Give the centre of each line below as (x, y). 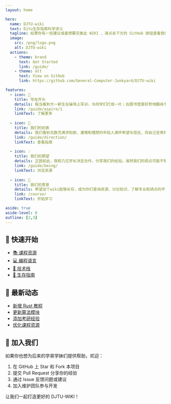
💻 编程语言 (25, 261)
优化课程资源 (26, 325)
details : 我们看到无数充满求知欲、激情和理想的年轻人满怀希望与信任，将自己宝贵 (89, 132)
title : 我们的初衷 (32, 128)
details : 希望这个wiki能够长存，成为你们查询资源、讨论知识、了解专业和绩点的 (88, 190)
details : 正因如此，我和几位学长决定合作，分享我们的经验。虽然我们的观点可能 (87, 161)
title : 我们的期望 (32, 156)
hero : (11, 19)
